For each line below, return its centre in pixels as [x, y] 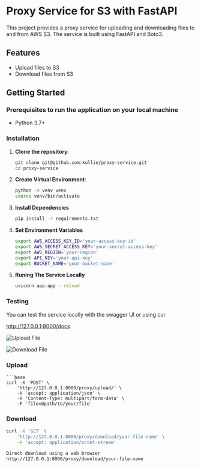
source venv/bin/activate [47, 196]
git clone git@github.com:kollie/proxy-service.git [81, 163]
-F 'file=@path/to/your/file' [55, 404]
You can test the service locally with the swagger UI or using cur [86, 314]
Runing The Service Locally [50, 275]
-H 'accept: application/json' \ [59, 393]
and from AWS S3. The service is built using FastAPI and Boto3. [85, 34]
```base [16, 377]
